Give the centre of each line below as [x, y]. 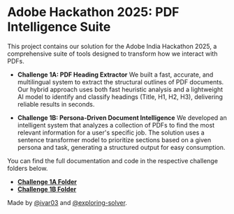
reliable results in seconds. [56, 104]
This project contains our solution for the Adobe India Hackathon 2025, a [112, 46]
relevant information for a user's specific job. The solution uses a [111, 132]
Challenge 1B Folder [47, 189]
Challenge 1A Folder [47, 181]
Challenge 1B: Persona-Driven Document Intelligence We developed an [122, 117]
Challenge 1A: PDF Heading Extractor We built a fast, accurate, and [115, 75]
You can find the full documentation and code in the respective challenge [113, 160]
